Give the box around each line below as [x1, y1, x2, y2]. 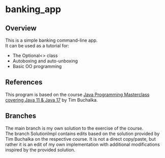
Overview [5, 24, 37, 33]
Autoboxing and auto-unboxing [12, 58, 78, 64]
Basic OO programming [12, 64, 62, 69]
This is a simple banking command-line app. [5, 37, 98, 43]
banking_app [5, 4, 61, 15]
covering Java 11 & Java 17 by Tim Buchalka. [5, 97, 98, 103]
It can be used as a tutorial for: [5, 43, 70, 49]
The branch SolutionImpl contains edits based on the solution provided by [5, 131, 160, 137]
